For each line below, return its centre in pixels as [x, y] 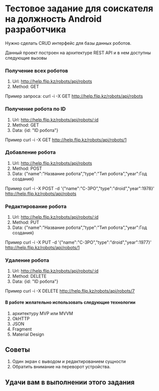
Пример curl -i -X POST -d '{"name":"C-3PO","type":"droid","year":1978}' [80, 188]
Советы [18, 350]
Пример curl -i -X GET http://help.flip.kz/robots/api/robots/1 [66, 140]
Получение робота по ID [36, 109]
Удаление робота [27, 261]
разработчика [36, 30]
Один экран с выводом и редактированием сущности [69, 361]
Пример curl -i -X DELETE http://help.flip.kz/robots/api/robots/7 [70, 291]
